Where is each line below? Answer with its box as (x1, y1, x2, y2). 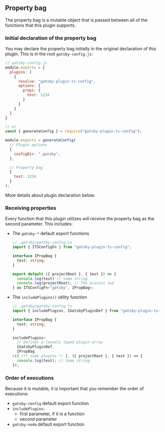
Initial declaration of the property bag (5, 34, 97, 41)
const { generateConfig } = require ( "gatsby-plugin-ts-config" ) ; (5, 129, 142, 134)
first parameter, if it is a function (19, 411, 85, 417)
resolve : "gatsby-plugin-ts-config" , (18, 79, 96, 84)
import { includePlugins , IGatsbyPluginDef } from (12, 308, 119, 313)
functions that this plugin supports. (5, 22, 76, 28)
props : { (23, 88, 41, 93)
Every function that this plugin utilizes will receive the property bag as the (5, 216, 155, 222)
